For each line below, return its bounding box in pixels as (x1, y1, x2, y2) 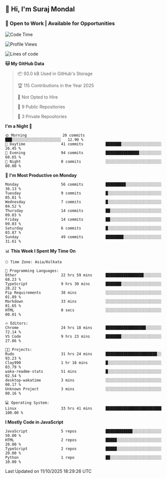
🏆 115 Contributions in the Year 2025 (17, 82, 94, 88)
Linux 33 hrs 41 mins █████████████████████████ (5, 406, 162, 411)
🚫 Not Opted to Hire (17, 94, 58, 100)
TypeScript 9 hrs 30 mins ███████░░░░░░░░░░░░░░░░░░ (5, 281, 162, 286)
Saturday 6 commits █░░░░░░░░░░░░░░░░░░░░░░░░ (5, 226, 162, 231)
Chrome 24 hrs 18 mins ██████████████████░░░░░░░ (5, 325, 162, 330)
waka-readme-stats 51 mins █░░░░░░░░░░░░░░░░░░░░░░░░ (5, 369, 162, 374)
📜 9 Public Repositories (17, 104, 65, 110)
